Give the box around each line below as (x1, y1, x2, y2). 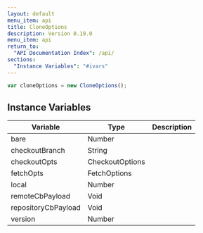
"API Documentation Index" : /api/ (13, 50, 114, 57)
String (87, 146, 107, 156)
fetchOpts (11, 168, 44, 178)
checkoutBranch (11, 146, 65, 156)
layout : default (7, 10, 55, 18)
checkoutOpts (11, 157, 58, 167)
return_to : (7, 43, 39, 50)
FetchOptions (87, 168, 132, 178)
